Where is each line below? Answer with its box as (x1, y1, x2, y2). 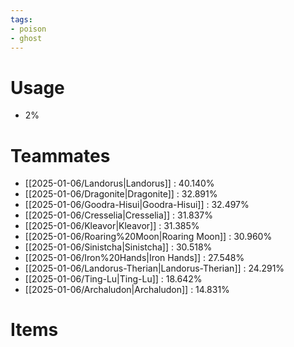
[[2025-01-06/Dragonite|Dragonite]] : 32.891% (24, 188, 218, 200)
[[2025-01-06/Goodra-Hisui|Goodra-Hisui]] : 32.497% (24, 199, 250, 211)
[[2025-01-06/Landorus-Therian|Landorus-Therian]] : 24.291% (24, 262, 285, 275)
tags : (10, 14, 33, 25)
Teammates (10, 144, 111, 167)
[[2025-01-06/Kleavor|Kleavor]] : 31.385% (24, 220, 200, 232)
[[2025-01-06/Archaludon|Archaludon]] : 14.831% (24, 284, 230, 296)
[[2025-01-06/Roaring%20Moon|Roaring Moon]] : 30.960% (24, 231, 273, 243)
